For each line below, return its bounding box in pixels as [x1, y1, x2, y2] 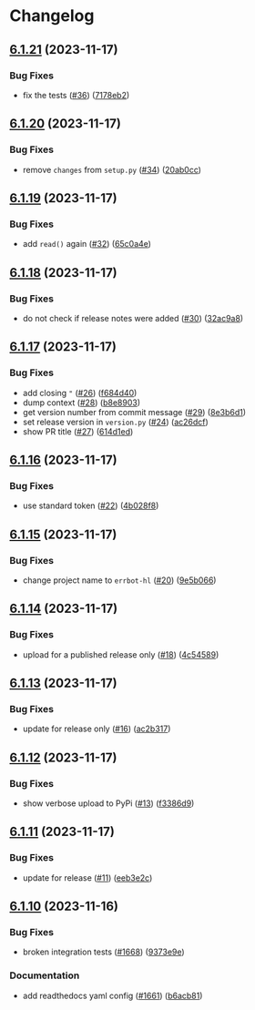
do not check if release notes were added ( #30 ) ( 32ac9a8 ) [22, 312, 244, 323]
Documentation [9, 969, 80, 982]
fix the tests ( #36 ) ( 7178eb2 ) [22, 89, 130, 100]
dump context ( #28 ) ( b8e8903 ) [22, 397, 141, 408]
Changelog [9, 5, 95, 26]
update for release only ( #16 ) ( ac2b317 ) [22, 723, 171, 734]
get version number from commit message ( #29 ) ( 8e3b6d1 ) [22, 406, 247, 417]
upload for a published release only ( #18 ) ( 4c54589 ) [22, 648, 219, 660]
